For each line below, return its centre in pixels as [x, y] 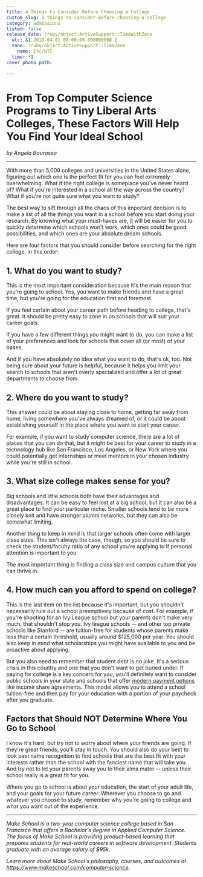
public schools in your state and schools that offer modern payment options [101, 680]
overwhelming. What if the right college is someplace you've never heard [97, 183]
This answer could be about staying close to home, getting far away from [97, 412]
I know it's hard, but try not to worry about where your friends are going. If [99, 743]
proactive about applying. [38, 649]
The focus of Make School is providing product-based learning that [91, 836]
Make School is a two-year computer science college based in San [90, 823]
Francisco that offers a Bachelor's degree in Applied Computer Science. [96, 830]
